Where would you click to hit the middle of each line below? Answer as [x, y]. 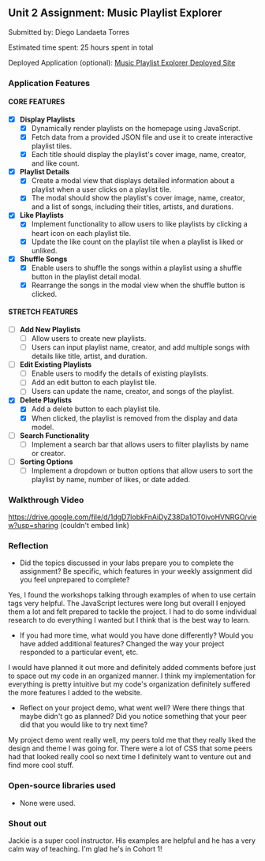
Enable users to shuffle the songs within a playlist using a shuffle [136, 268]
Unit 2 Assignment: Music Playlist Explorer [115, 13]
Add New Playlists [50, 329]
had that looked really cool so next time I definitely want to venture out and [130, 757]
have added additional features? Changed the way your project [122, 644]
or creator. [48, 453]
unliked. [44, 250]
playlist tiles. [52, 146]
